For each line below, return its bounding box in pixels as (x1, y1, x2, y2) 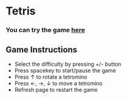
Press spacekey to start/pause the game (14, 66, 116, 74)
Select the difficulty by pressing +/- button (14, 60, 122, 68)
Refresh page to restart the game (14, 86, 98, 93)
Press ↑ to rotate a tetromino (14, 73, 88, 80)
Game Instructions (5, 44, 78, 55)
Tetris (5, 4, 36, 18)
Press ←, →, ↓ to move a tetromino (14, 80, 103, 87)
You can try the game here (5, 26, 86, 34)
